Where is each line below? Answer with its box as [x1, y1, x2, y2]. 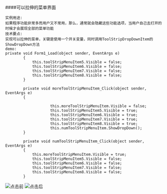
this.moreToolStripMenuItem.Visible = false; [50, 104, 147, 109]
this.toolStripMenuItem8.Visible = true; [50, 121, 138, 126]
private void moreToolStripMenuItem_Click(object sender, [23, 86, 147, 91]
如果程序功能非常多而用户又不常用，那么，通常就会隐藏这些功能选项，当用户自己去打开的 [5, 21, 162, 26]
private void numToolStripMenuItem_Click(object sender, [23, 139, 144, 144]
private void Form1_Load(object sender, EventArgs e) [5, 51, 120, 56]
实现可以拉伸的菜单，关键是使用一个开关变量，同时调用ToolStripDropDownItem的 [5, 37, 153, 42]
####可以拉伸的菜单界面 [5, 5, 56, 10]
